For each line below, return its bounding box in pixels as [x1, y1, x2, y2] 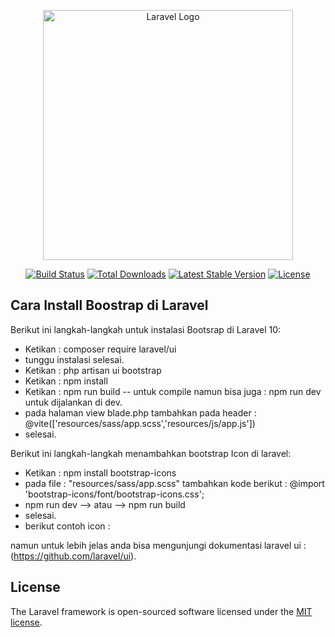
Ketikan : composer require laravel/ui [24, 343, 177, 355]
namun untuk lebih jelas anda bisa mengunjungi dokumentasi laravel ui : [10, 539, 307, 551]
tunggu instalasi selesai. [24, 353, 125, 365]
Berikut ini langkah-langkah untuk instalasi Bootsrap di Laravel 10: [10, 323, 282, 335]
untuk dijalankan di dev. [24, 396, 123, 408]
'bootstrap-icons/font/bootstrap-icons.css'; [24, 488, 205, 500]
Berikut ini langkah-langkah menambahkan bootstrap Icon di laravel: [10, 447, 292, 459]
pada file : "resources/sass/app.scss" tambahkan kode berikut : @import [24, 477, 325, 489]
